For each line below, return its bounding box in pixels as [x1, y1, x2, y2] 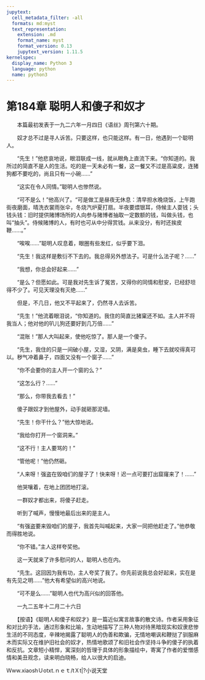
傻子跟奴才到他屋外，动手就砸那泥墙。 [16, 405, 113, 413]
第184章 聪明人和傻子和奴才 [6, 100, 145, 114]
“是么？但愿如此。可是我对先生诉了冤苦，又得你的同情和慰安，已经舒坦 [16, 279, 196, 286]
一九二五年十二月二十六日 [16, 603, 81, 610]
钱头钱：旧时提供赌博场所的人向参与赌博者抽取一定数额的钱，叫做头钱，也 [6, 212, 193, 219]
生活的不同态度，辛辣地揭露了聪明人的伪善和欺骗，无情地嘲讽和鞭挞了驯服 [6, 631, 193, 638]
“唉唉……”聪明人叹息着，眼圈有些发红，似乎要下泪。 [16, 240, 148, 247]
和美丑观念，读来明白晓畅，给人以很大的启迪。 [11, 654, 129, 661]
